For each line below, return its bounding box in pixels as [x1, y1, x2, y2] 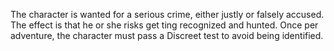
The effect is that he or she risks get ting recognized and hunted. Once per [10, 19, 319, 31]
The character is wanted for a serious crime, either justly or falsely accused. [10, 9, 325, 20]
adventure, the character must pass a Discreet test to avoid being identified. [10, 30, 324, 41]
